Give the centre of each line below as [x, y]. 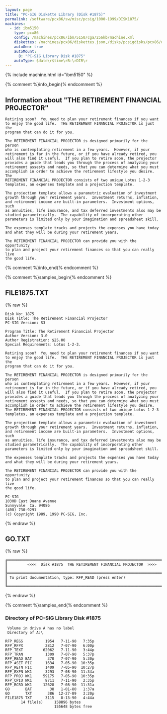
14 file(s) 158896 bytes [51, 702]
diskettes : [25, 42]
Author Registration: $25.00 [35, 340]
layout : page [19, 10]
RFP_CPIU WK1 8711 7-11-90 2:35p [50, 680]
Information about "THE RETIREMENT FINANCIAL [83, 100]
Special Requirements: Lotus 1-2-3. [43, 344]
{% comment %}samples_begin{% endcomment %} [58, 277]
